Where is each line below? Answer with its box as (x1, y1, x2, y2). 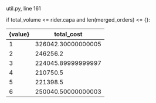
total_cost (53, 30, 83, 38)
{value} (9, 30, 30, 38)
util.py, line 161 (6, 5, 41, 12)
